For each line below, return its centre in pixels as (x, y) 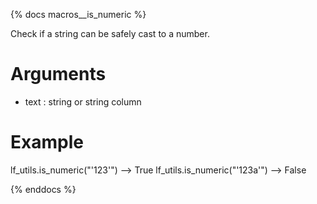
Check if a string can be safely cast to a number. (110, 33)
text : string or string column (83, 101)
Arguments (58, 74)
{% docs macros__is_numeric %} (78, 14)
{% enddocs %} (43, 189)
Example (47, 142)
